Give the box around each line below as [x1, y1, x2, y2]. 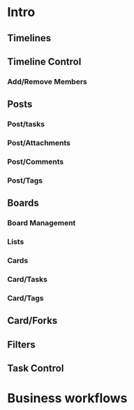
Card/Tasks [7, 274, 47, 284]
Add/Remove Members [7, 76, 87, 86]
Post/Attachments [7, 138, 71, 148]
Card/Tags [7, 293, 44, 303]
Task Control [7, 362, 64, 374]
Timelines [7, 32, 52, 44]
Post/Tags [7, 176, 43, 185]
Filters [7, 339, 36, 351]
